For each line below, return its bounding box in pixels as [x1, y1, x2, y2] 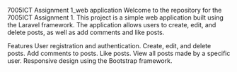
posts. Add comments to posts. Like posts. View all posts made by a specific [7, 49, 231, 57]
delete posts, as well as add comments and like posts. [7, 28, 165, 36]
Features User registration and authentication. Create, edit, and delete [7, 42, 212, 50]
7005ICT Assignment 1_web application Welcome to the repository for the [7, 6, 222, 14]
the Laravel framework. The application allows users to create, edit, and [7, 21, 216, 29]
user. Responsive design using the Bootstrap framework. [7, 57, 173, 65]
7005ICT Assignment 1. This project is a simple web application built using [7, 13, 224, 22]
